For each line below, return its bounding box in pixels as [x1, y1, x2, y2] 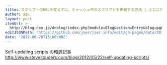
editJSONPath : [5, 30, 35, 35]
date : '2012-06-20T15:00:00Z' [5, 35, 68, 40]
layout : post [5, 16, 32, 21]
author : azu [5, 12, 30, 17]
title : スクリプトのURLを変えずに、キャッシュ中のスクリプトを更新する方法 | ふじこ [5, 7, 160, 12]
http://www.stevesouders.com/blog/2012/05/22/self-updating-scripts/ [5, 54, 150, 60]
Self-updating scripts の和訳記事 [5, 49, 72, 55]
